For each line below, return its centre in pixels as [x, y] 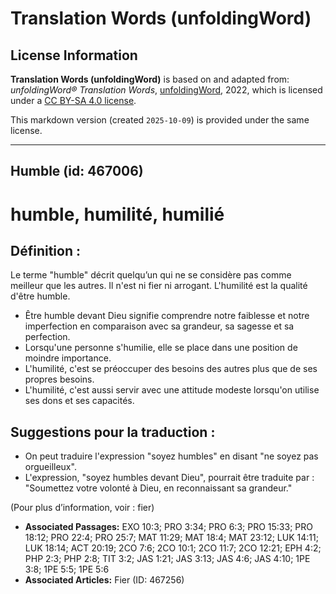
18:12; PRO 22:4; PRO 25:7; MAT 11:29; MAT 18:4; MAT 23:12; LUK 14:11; [171, 538]
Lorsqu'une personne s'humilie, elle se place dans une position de [161, 348]
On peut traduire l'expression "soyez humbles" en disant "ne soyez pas [171, 456]
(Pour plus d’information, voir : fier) [82, 508]
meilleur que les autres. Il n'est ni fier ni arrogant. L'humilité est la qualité [159, 286]
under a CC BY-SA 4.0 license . [73, 100]
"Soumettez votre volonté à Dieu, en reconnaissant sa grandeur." [158, 488]
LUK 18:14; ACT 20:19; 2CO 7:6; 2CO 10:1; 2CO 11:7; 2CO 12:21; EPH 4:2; [173, 548]
